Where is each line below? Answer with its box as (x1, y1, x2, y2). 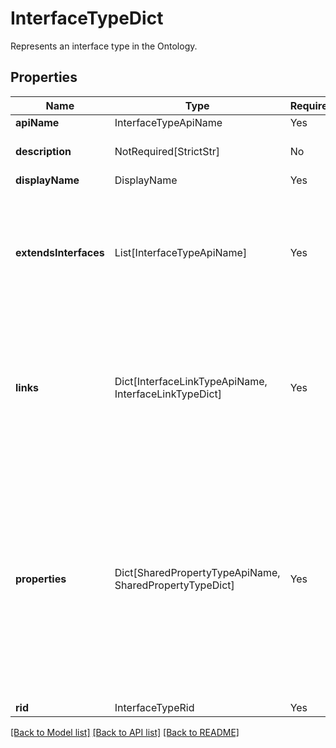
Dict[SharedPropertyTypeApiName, (114, 565, 281, 579)
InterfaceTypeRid (114, 700, 195, 714)
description (15, 144, 72, 158)
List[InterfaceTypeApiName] (114, 245, 248, 259)
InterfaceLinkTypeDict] (114, 387, 223, 401)
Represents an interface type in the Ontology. (10, 40, 198, 52)
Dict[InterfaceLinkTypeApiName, (114, 374, 268, 388)
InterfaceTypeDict (10, 7, 164, 30)
